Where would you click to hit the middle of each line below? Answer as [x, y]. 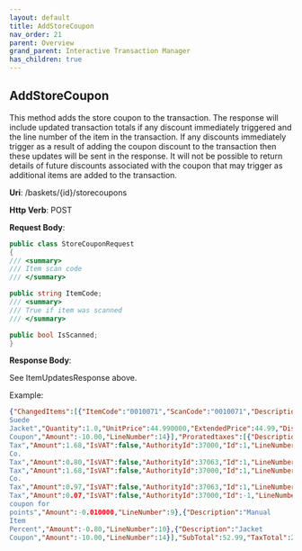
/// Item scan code [46, 269]
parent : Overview [42, 43]
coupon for [30, 504]
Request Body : [37, 227]
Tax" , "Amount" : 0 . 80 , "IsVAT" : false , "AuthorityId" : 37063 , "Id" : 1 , [130, 462]
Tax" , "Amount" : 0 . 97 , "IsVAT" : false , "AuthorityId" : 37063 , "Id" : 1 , [130, 487]
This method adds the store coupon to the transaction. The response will [144, 117]
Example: [27, 395]
